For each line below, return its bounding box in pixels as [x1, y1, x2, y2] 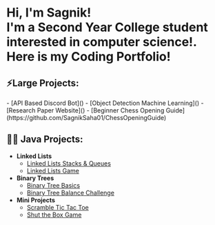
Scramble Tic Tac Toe [26, 203, 89, 211]
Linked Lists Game [26, 166, 80, 175]
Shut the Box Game [26, 211, 82, 219]
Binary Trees [16, 174, 54, 182]
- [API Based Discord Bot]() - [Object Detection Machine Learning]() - [6, 99, 204, 107]
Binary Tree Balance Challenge [26, 188, 115, 197]
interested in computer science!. [6, 35, 197, 50]
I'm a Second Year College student [6, 19, 208, 35]
